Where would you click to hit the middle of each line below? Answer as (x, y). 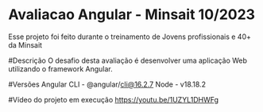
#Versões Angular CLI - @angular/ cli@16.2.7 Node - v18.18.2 (107, 84)
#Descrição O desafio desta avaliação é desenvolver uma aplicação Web (128, 60)
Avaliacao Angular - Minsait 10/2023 (132, 15)
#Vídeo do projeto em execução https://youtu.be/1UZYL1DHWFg (113, 99)
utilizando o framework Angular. (60, 68)
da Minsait (25, 44)
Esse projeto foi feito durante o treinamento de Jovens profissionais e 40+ (130, 37)
